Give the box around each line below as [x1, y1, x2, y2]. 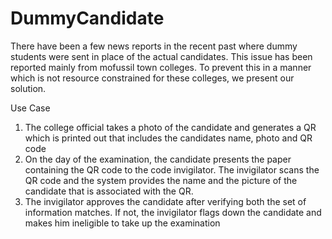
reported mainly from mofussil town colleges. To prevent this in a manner [10, 61, 312, 73]
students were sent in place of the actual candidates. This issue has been [10, 50, 313, 62]
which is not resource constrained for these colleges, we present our [10, 72, 295, 84]
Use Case [10, 102, 51, 114]
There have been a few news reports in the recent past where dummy [10, 40, 298, 52]
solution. [10, 82, 47, 94]
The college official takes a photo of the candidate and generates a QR [24, 121, 317, 133]
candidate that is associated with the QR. [24, 185, 194, 197]
